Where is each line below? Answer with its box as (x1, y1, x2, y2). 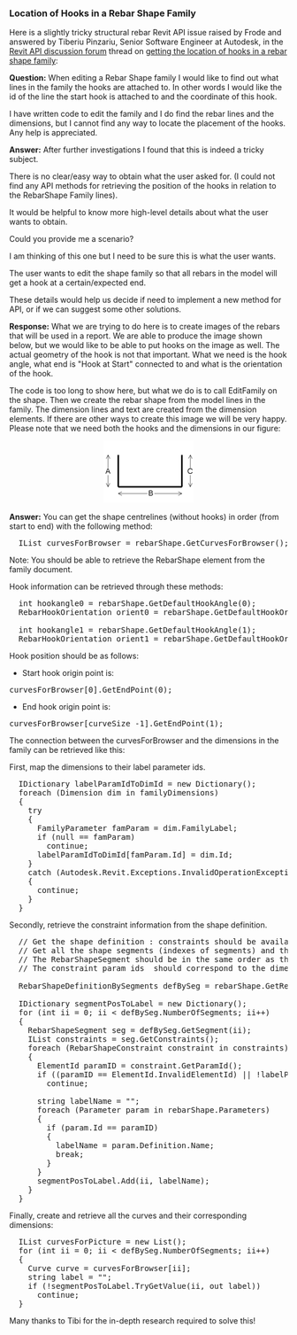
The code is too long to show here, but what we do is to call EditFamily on (9, 385, 278, 396)
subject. (9, 154, 39, 165)
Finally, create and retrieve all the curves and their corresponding (9, 1210, 247, 1221)
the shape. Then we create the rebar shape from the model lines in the (9, 395, 266, 406)
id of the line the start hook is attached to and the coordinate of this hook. (9, 91, 278, 102)
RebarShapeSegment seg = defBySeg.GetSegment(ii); (27, 1026, 252, 1036)
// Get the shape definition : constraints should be (18, 937, 256, 947)
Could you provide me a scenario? (9, 234, 134, 244)
